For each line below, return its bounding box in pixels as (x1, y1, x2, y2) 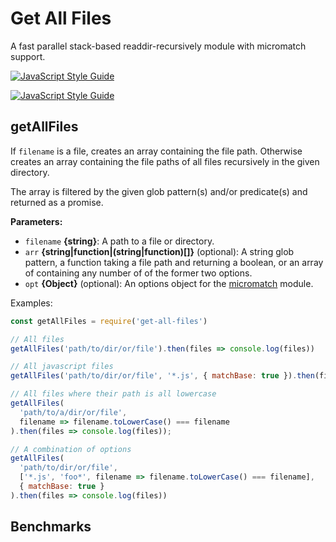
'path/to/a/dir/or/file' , (19, 407, 128, 417)
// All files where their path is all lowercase (10, 389, 217, 399)
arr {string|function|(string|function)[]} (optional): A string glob (24, 245, 295, 257)
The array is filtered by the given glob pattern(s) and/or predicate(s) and (10, 185, 308, 197)
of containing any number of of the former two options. (24, 267, 253, 279)
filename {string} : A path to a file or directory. (24, 235, 215, 247)
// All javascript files (10, 362, 114, 372)
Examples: (10, 297, 53, 309)
